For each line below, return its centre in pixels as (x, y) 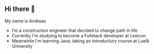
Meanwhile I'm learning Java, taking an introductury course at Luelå (80, 41)
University (22, 46)
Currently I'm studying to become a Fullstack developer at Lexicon (79, 35)
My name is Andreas (25, 21)
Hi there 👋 (20, 9)
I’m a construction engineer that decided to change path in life (75, 30)
